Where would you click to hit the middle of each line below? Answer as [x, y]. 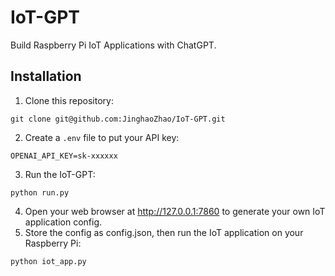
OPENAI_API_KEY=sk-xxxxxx [64, 156]
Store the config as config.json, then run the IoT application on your [164, 232]
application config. [63, 222]
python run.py [40, 192]
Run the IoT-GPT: [60, 174]
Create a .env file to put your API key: [102, 137]
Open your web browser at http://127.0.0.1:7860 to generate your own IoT [175, 211]
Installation [46, 76]
